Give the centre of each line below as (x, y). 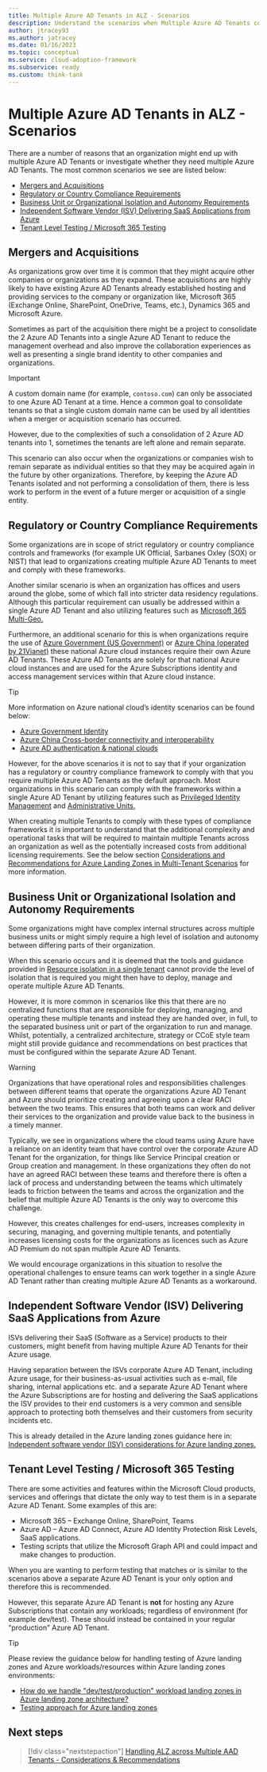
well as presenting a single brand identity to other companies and (115, 354)
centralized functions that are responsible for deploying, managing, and (125, 1010)
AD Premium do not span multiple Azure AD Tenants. (95, 1249)
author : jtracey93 (39, 30)
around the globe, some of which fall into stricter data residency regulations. (133, 594)
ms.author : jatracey (43, 38)
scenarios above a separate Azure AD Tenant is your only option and (120, 1578)
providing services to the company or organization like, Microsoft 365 (122, 297)
